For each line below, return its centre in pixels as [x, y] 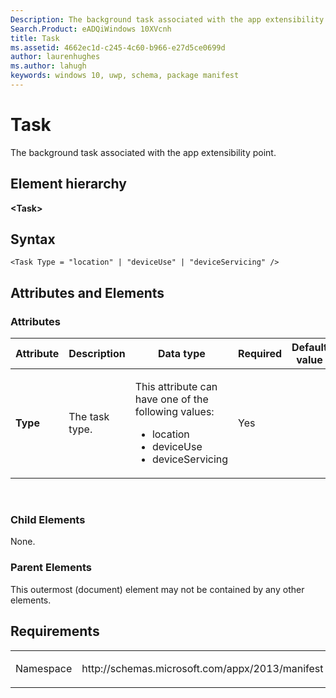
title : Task [35, 38]
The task [89, 417]
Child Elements [48, 520]
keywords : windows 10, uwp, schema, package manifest [125, 76]
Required [260, 354]
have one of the [171, 399]
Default [309, 348]
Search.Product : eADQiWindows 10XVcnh [91, 29]
